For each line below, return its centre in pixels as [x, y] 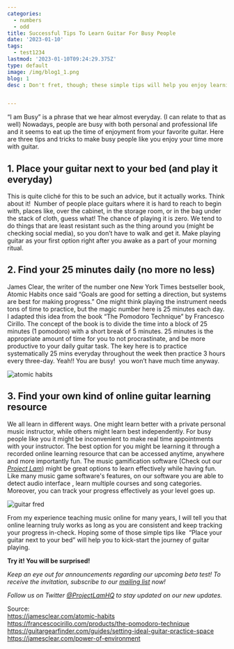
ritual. [15, 248]
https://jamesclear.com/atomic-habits [61, 616]
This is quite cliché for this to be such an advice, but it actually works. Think [116, 197]
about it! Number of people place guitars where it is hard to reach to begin [114, 204]
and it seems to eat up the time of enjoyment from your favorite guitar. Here [116, 132]
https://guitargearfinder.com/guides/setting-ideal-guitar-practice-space [111, 631]
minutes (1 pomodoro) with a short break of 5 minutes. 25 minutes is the [110, 331]
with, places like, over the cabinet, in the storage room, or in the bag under [114, 211]
